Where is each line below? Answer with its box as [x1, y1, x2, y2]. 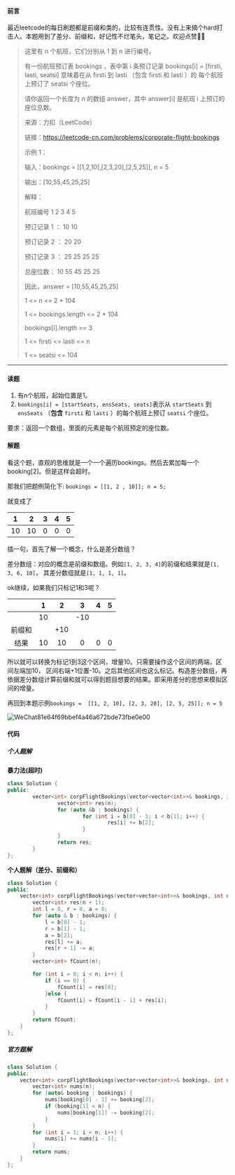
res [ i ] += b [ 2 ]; [107, 819, 155, 827]
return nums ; [32, 1148, 71, 1155]
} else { [44, 990, 68, 997]
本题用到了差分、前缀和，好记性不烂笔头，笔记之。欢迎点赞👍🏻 [25, 32, 206, 41]
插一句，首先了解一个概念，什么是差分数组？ [7, 544, 136, 553]
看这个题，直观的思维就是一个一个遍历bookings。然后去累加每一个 [7, 458, 199, 466]
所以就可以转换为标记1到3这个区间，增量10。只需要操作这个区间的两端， [7, 657, 216, 666]
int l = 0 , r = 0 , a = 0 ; [32, 906, 108, 913]
